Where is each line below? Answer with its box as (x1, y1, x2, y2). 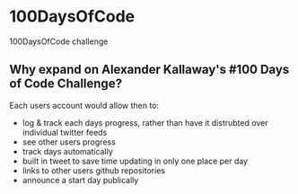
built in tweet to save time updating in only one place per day (22, 155, 249, 166)
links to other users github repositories (22, 164, 166, 176)
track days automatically (22, 145, 114, 156)
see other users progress (22, 137, 117, 147)
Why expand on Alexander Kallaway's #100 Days (9, 62, 290, 77)
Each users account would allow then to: (9, 100, 160, 110)
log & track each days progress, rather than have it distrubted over (22, 117, 268, 128)
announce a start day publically (22, 174, 139, 185)
